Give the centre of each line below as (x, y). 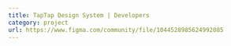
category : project (38, 23)
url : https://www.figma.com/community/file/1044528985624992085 (116, 30)
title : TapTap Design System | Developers (79, 15)
